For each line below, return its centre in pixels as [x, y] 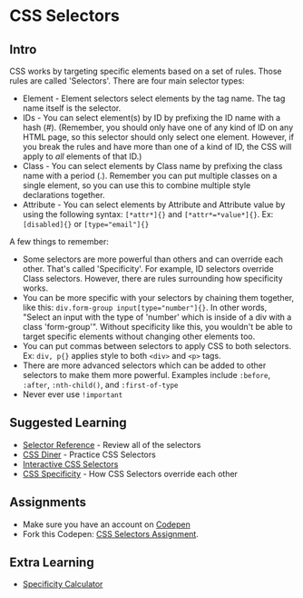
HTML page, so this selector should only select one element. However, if [158, 137]
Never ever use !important [73, 394]
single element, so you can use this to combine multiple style [137, 185]
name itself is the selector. [72, 108]
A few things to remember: [59, 241]
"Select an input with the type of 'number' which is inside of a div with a [157, 317]
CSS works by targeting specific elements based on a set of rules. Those [146, 71]
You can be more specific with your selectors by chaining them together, [158, 298]
